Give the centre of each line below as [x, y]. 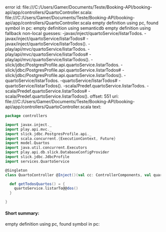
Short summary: [22, 213]
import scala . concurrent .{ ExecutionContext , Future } [61, 138]
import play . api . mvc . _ [28, 129]
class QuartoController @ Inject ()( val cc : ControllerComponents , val [78, 175]
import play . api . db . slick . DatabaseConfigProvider [57, 153]
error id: [13, 7]
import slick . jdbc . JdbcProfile [37, 157]
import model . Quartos [27, 143]
